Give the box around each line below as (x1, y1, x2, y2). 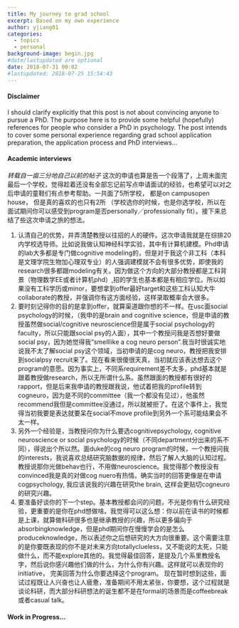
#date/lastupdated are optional (7, 57, 103, 64)
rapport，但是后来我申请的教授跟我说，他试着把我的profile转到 (17, 382, 202, 390)
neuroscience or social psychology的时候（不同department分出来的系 (17, 435, 223, 444)
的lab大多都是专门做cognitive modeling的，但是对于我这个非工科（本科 (17, 248, 226, 257)
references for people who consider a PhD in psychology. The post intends (7, 122, 228, 132)
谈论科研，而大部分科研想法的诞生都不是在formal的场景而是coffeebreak (17, 587, 228, 595)
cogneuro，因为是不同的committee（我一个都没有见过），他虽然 (17, 391, 205, 399)
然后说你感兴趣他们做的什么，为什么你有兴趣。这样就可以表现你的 (30, 560, 224, 568)
